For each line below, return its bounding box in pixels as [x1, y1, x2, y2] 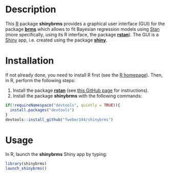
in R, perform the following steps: [5, 77, 76, 83]
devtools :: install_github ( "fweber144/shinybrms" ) [5, 117, 114, 122]
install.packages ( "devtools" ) [10, 107, 74, 112]
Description [5, 4, 56, 15]
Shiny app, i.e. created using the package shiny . [5, 37, 108, 43]
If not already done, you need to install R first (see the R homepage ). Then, [5, 72, 163, 78]
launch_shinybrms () [5, 166, 47, 171]
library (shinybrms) [5, 161, 47, 166]
